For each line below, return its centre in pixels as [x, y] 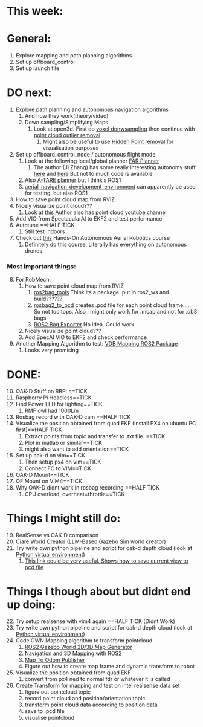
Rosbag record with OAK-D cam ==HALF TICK [73, 417]
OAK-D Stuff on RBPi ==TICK [52, 392]
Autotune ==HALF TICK [45, 225]
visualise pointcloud [50, 718]
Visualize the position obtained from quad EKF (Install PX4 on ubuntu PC [106, 424]
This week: [35, 11]
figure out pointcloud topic [58, 692]
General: [29, 39]
